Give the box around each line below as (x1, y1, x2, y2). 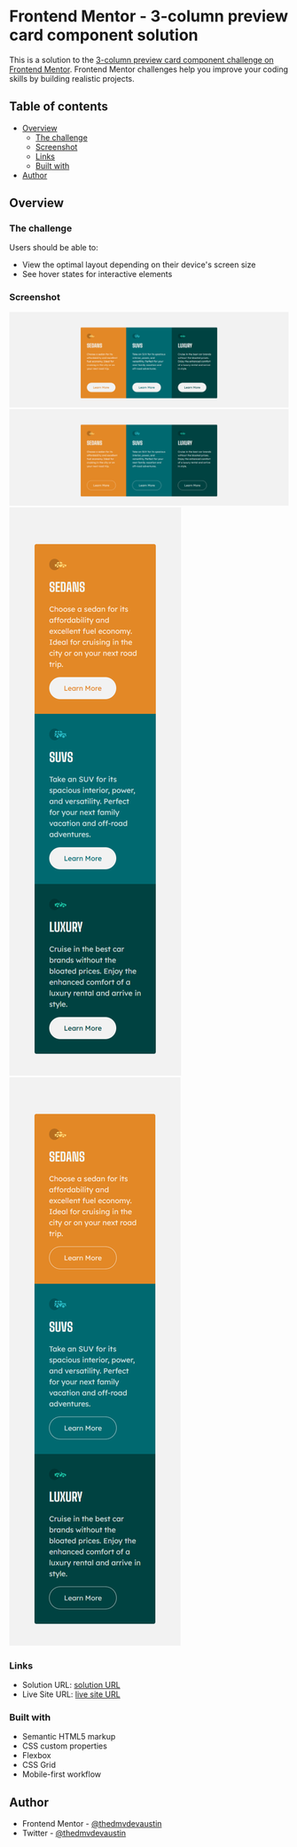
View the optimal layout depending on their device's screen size (21, 259, 256, 270)
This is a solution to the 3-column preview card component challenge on (9, 54, 275, 65)
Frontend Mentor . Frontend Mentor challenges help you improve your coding (9, 64, 289, 75)
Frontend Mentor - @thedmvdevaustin (21, 1819, 162, 1829)
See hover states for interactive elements (21, 269, 173, 280)
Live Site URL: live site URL (21, 1689, 121, 1700)
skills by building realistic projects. (9, 73, 135, 83)
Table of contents (9, 99, 108, 115)
